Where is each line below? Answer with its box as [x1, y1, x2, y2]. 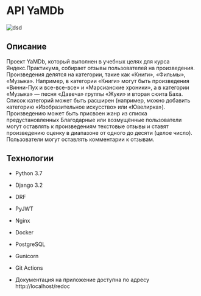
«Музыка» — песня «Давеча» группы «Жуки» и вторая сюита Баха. [6, 90, 183, 98]
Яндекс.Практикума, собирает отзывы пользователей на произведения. [6, 64, 195, 71]
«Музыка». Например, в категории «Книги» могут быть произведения [6, 77, 190, 84]
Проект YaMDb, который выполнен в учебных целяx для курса [6, 57, 170, 65]
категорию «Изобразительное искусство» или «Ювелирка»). [6, 103, 166, 110]
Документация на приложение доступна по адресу [15, 276, 150, 283]
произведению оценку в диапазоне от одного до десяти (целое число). [6, 129, 193, 136]
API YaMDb [6, 4, 65, 18]
